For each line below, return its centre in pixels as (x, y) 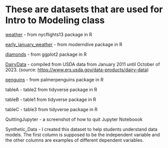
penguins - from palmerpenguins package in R (55, 79)
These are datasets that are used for (84, 9)
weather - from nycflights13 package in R (49, 34)
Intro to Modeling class (55, 20)
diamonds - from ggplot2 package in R (46, 54)
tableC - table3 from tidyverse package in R (51, 109)
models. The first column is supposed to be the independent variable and (83, 135)
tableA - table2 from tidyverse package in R (51, 89)
